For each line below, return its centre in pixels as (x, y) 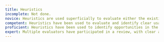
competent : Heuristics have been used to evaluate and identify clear (78, 23)
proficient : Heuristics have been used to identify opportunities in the (82, 28)
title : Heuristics (24, 9)
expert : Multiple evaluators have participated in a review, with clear (81, 32)
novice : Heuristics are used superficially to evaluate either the (75, 18)
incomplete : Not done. (28, 14)
